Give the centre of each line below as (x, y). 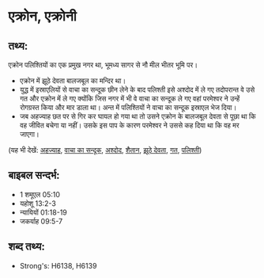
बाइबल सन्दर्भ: (34, 175)
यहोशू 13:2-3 (38, 203)
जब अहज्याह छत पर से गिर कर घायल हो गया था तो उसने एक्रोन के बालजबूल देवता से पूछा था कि (138, 116)
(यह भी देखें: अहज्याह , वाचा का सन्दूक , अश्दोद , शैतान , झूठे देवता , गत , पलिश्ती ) (105, 150)
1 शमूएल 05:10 (40, 194)
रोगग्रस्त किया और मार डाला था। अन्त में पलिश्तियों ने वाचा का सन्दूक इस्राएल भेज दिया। (128, 107)
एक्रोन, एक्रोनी (42, 16)
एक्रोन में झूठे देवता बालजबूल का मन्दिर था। (73, 81)
